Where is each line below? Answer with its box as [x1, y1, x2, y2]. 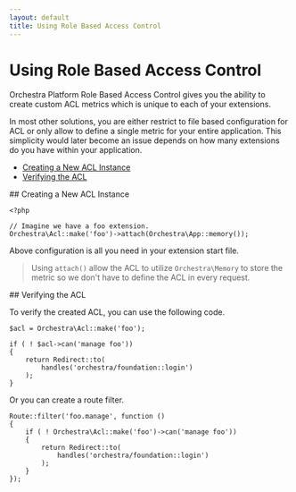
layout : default [9, 13, 70, 22]
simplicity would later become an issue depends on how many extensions [9, 135, 280, 146]
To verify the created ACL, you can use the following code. [9, 307, 226, 318]
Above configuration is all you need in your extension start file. [9, 245, 239, 256]
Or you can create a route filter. [9, 394, 125, 405]
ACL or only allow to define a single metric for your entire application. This [9, 126, 282, 137]
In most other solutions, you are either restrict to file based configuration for [9, 116, 288, 127]
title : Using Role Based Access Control [9, 21, 162, 30]
